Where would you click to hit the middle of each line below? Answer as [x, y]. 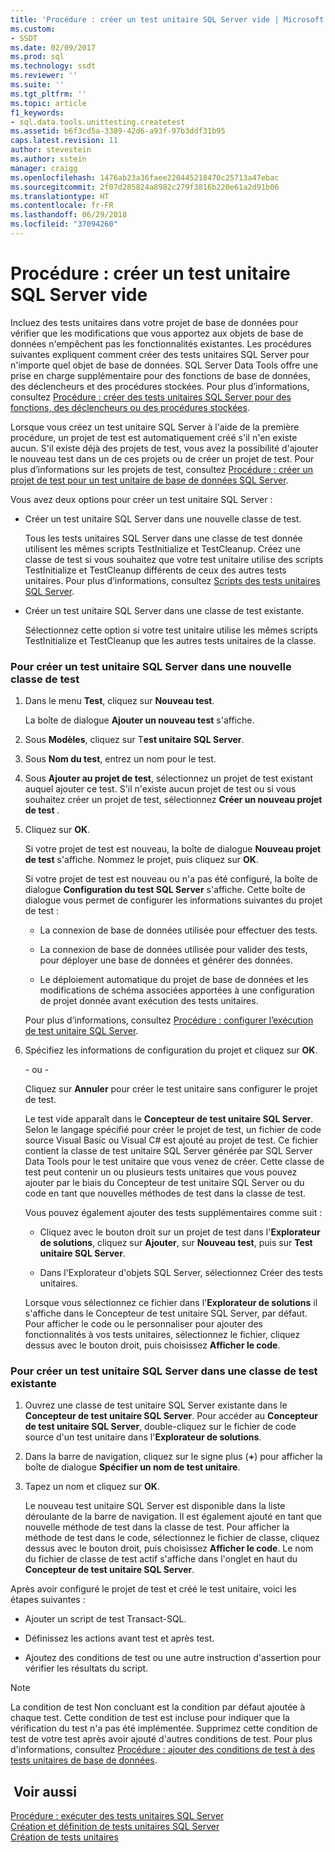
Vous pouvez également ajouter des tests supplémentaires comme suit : [173, 1213]
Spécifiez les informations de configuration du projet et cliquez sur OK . [171, 1050]
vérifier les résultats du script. [86, 1668]
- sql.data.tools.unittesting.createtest [98, 122]
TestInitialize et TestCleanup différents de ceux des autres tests [155, 570]
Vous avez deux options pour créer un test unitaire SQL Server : [141, 499]
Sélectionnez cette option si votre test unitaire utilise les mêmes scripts [171, 630]
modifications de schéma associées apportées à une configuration [177, 990]
